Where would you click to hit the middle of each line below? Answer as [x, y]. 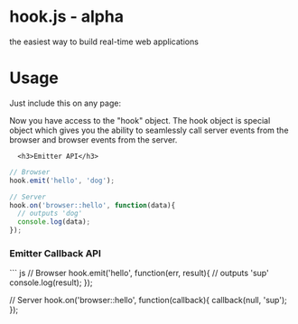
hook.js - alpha [67, 17]
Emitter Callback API [56, 253]
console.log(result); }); [51, 282]
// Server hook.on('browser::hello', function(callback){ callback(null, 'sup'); [148, 301]
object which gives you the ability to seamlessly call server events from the [149, 130]
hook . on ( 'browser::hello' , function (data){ [93, 205]
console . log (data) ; [54, 222]
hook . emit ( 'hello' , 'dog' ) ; [62, 181]
